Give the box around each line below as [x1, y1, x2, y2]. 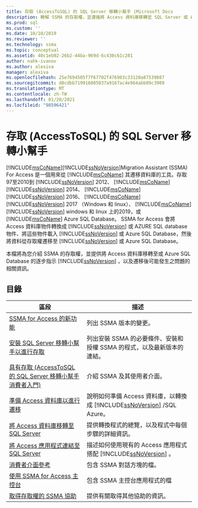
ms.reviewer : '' [6, 36, 46, 42]
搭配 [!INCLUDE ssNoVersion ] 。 [86, 450, 175, 458]
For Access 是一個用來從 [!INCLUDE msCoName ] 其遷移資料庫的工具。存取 [6, 171, 187, 178]
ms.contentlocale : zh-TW [6, 91, 67, 97]
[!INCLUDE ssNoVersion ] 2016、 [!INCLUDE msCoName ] [6, 193, 141, 200]
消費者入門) [9, 381, 41, 389]
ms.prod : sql [6, 20, 38, 25]
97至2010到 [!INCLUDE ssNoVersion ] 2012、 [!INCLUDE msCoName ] [6, 179, 170, 186]
